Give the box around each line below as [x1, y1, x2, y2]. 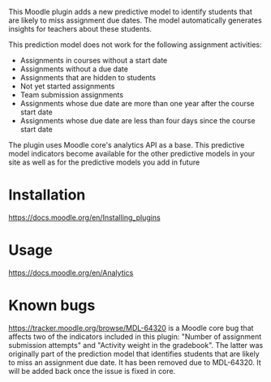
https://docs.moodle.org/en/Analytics [8, 268, 134, 277]
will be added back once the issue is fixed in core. [8, 366, 176, 376]
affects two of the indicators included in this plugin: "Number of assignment [8, 332, 262, 341]
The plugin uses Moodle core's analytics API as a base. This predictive [8, 140, 245, 149]
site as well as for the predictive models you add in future [8, 157, 200, 167]
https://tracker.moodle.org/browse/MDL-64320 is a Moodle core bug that [8, 323, 254, 333]
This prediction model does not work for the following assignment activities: [8, 40, 262, 49]
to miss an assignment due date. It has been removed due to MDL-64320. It [8, 357, 261, 367]
